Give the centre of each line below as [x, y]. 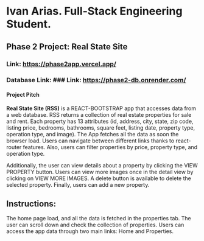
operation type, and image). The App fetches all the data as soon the [93, 134]
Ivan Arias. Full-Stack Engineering [94, 11]
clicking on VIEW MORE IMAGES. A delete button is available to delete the [99, 178]
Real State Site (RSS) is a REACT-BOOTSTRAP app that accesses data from [101, 108]
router [14, 147]
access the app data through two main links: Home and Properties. [90, 231]
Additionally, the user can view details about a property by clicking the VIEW [102, 165]
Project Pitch [23, 95]
